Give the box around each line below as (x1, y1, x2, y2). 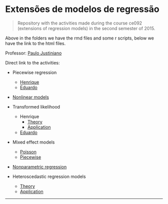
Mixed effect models (12, 139, 55, 145)
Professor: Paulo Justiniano (5, 50, 62, 56)
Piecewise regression (12, 69, 57, 75)
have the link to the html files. (5, 40, 66, 46)
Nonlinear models (12, 94, 49, 100)
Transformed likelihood (12, 103, 60, 109)
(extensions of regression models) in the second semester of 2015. (17, 25, 155, 31)
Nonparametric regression (12, 163, 67, 169)
